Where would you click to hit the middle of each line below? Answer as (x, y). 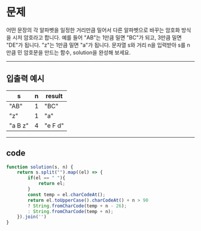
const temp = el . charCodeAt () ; (67, 194)
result (54, 96)
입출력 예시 (25, 79)
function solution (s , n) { (40, 167)
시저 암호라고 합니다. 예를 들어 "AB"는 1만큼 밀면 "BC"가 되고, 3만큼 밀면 (97, 37)
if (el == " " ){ (47, 178)
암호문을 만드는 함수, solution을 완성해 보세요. (77, 52)
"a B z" (19, 125)
